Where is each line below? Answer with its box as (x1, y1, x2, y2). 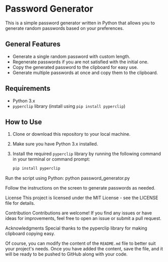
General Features (5, 40, 61, 49)
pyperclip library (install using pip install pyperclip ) (12, 103, 126, 109)
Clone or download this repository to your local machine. (12, 131, 131, 137)
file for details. (5, 200, 35, 206)
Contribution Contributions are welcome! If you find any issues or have (5, 210, 152, 216)
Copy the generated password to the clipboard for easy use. (12, 64, 138, 70)
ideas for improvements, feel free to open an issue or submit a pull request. (5, 215, 161, 221)
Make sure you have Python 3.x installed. (12, 141, 98, 147)
